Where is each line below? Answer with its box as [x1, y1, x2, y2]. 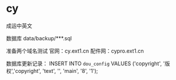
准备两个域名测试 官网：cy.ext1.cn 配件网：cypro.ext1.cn [6, 47, 144, 55]
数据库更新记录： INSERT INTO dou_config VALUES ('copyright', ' [6, 60, 165, 67]
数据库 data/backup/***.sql [6, 34, 72, 41]
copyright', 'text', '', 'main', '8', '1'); [15, 67, 98, 74]
